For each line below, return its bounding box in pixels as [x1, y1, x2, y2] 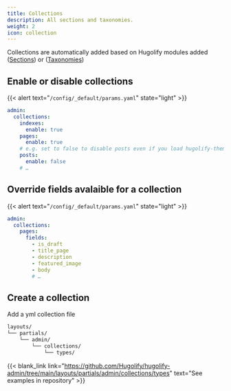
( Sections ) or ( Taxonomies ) [7, 56, 85, 64]
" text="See [169, 369, 203, 377]
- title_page [32, 247, 69, 254]
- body [32, 266, 51, 273]
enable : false [25, 158, 67, 165]
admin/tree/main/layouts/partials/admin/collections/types [7, 369, 170, 377]
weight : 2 [7, 23, 36, 30]
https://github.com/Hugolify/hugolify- [64, 361, 170, 370]
